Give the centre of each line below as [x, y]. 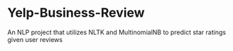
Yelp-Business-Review [76, 13]
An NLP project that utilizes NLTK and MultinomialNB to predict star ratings [116, 32]
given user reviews [35, 39]
